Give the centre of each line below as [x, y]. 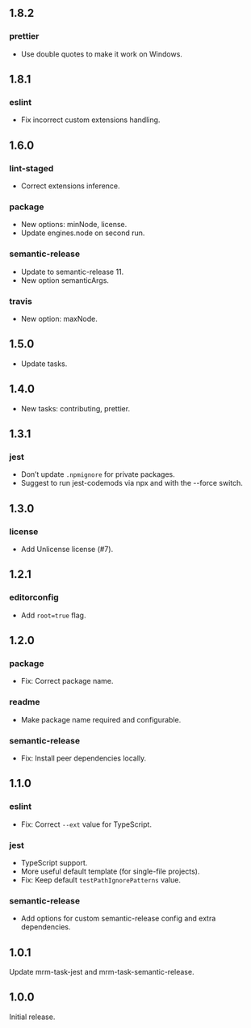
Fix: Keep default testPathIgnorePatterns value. [100, 879]
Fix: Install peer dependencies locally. [84, 758]
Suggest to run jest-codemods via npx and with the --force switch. [132, 483]
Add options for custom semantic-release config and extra [118, 918]
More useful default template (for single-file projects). [110, 871]
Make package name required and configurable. [101, 719]
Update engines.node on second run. [83, 233]
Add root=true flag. [53, 615]
